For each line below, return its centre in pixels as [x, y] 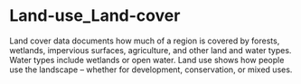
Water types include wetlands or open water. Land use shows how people [147, 60]
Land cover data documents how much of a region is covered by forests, [145, 41]
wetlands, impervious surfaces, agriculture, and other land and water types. [150, 50]
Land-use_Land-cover [95, 16]
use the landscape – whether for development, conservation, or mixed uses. [151, 70]
